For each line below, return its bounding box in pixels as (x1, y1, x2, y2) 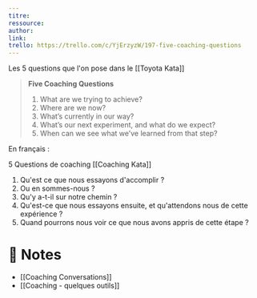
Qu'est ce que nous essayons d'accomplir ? (19, 175, 165, 185)
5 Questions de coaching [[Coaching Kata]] (8, 159, 152, 169)
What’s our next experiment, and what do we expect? (39, 120, 216, 130)
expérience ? (19, 209, 63, 219)
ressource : (8, 19, 45, 27)
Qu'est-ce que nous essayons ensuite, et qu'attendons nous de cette (19, 201, 248, 211)
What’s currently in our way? (39, 111, 135, 121)
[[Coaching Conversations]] (19, 272, 112, 282)
